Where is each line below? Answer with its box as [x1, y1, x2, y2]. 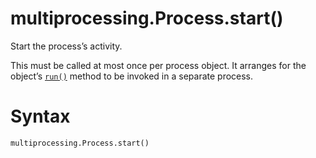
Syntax [10, 105, 71, 128]
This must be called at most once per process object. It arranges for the [10, 59, 307, 71]
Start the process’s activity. [10, 40, 123, 52]
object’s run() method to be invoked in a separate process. [10, 70, 254, 82]
